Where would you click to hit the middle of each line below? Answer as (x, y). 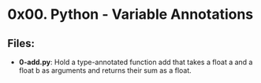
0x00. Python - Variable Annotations (130, 14)
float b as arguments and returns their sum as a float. (105, 70)
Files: (21, 43)
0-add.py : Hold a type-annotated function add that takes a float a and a (136, 62)
